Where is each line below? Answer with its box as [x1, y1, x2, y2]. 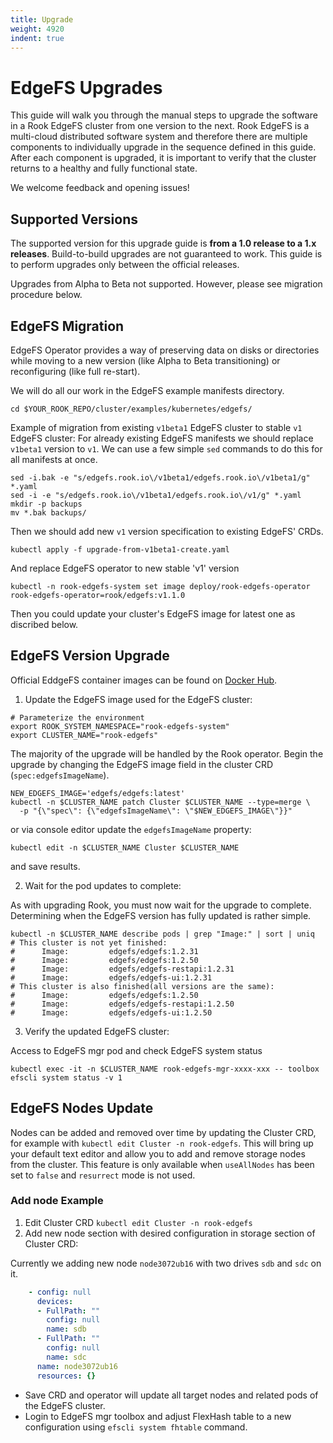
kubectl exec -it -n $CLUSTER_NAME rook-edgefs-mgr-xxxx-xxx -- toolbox [10, 1064, 320, 1074]
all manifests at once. [10, 453, 98, 465]
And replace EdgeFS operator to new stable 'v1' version [10, 562, 240, 574]
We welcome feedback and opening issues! [10, 182, 190, 194]
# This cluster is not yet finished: [10, 937, 168, 948]
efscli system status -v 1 [10, 1072, 123, 1083]
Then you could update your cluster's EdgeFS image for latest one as [10, 607, 296, 620]
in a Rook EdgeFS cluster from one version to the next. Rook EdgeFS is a [10, 120, 310, 132]
